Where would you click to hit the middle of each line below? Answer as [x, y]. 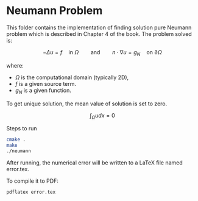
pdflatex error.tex [31, 192]
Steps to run [22, 129]
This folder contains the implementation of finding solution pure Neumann [99, 27]
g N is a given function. [43, 91]
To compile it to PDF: [33, 181]
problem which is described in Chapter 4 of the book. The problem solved [99, 33]
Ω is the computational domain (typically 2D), [72, 77]
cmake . [16, 140]
